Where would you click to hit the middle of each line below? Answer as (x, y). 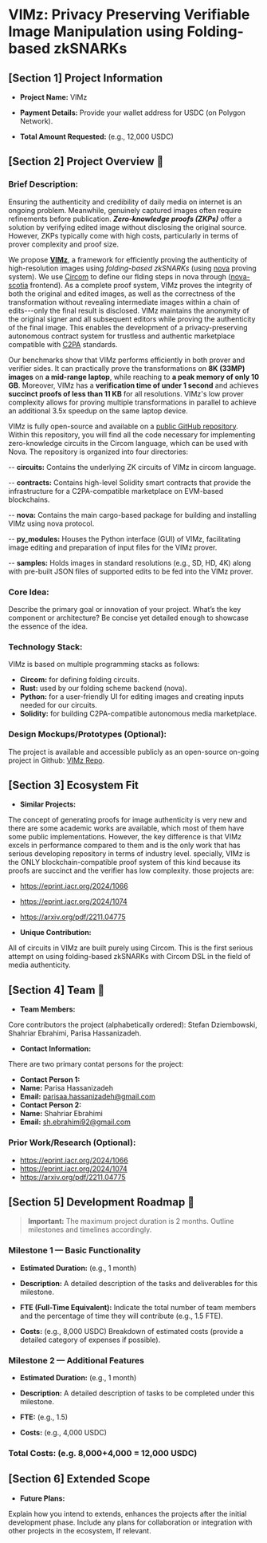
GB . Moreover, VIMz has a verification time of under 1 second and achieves (133, 385)
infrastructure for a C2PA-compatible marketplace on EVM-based (116, 491)
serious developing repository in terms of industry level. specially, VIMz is (130, 854)
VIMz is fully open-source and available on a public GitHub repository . (124, 426)
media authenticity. (40, 965)
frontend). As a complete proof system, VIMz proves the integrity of (141, 285)
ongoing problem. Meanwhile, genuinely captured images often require (125, 210)
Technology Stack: (45, 646)
